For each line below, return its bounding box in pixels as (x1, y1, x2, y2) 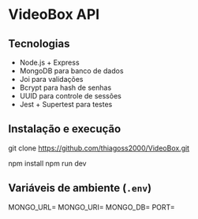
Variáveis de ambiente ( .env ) (8, 181, 152, 195)
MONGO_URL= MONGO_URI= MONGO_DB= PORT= (8, 202, 175, 212)
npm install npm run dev (8, 158, 87, 168)
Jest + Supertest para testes (19, 100, 113, 109)
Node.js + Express (19, 58, 80, 67)
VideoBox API (8, 6, 100, 24)
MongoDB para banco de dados (19, 66, 124, 76)
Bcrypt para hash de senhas (19, 83, 112, 92)
